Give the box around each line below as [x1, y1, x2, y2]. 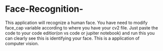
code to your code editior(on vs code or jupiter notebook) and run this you [5, 30, 155, 36]
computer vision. [5, 40, 39, 46]
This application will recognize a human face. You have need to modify [5, 20, 148, 25]
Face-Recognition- [5, 3, 84, 15]
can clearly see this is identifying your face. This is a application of [5, 35, 140, 41]
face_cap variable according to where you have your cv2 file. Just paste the [5, 25, 158, 30]
